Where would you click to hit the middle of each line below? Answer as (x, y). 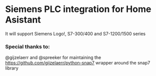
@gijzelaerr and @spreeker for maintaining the (53, 57)
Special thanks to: (27, 46)
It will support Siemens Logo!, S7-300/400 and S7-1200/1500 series (75, 33)
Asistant (23, 20)
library (12, 68)
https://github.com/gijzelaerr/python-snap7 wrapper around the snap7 (78, 63)
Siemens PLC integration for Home (78, 9)
